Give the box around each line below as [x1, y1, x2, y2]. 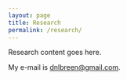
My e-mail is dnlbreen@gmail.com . [8, 63, 121, 72]
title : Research [8, 19, 61, 27]
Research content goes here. [8, 48, 102, 57]
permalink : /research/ [8, 26, 82, 34]
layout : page [8, 11, 51, 20]
